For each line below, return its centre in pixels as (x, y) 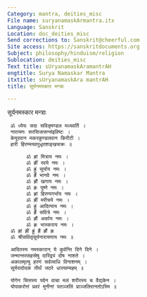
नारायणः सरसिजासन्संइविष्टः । (40, 132)
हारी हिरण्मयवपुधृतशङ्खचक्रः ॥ (41, 145)
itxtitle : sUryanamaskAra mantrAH (58, 80)
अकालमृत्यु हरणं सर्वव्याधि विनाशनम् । (49, 262)
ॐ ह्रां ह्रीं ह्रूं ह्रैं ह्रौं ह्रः (32, 231)
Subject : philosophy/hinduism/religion (66, 54)
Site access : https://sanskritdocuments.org (73, 47)
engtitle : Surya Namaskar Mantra (56, 73)
